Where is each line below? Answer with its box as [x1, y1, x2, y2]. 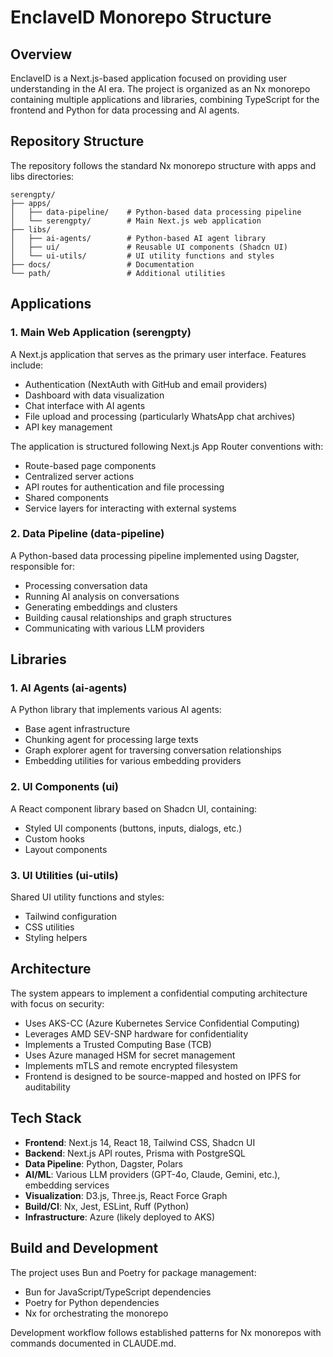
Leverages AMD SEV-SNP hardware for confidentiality [24, 1027, 249, 1040]
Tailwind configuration [24, 911, 117, 923]
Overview [10, 46, 73, 63]
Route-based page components [24, 459, 157, 471]
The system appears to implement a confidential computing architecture [10, 987, 308, 999]
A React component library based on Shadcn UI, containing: [10, 802, 258, 815]
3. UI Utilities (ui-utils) [10, 868, 119, 882]
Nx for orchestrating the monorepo [24, 1307, 169, 1319]
